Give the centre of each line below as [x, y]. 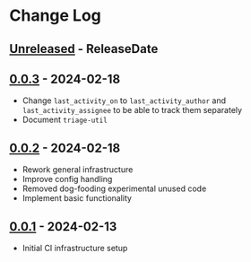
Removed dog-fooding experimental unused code [114, 188]
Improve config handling [67, 179]
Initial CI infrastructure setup [75, 249]
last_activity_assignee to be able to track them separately [132, 110]
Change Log [55, 16]
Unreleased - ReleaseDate [84, 49]
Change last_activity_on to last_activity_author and [124, 100]
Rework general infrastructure [78, 170]
